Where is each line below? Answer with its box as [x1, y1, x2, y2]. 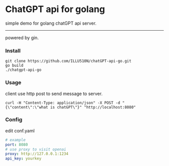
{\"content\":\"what [5, 105, 49, 110]
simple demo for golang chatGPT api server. [5, 20, 97, 26]
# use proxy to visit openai [5, 147, 66, 152]
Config [5, 116, 23, 123]
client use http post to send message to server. [5, 91, 103, 97]
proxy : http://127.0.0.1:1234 [5, 151, 69, 156]
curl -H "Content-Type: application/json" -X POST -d [5, 100, 121, 105]
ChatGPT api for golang [5, 4, 105, 15]
